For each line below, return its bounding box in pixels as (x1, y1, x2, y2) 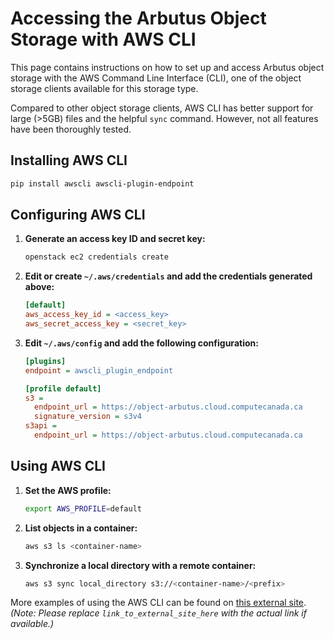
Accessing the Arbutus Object (10, 7, 267, 30)
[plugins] (24, 356, 67, 366)
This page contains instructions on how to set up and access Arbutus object (10, 61, 325, 73)
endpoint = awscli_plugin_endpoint (24, 365, 174, 376)
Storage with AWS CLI (10, 28, 197, 51)
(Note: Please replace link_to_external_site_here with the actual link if (10, 607, 307, 619)
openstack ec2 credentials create (24, 252, 169, 262)
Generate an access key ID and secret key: (24, 233, 206, 245)
